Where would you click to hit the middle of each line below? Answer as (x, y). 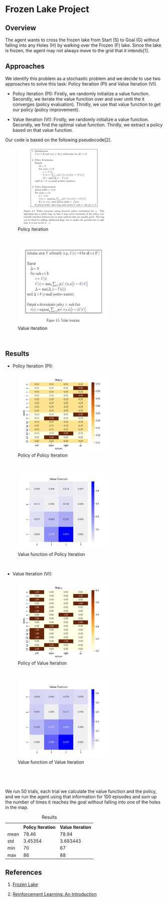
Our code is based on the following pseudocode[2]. (58, 140)
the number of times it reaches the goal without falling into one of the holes (83, 802)
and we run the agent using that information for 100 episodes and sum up (81, 796)
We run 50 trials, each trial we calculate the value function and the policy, (81, 791)
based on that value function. (43, 130)
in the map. (17, 807)
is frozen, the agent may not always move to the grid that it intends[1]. (77, 51)
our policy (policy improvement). (46, 110)
